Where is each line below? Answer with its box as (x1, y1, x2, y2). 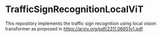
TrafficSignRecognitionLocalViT (5, 4, 144, 15)
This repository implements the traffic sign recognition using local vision (5, 20, 156, 26)
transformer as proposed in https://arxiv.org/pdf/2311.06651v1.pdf (5, 25, 143, 31)
